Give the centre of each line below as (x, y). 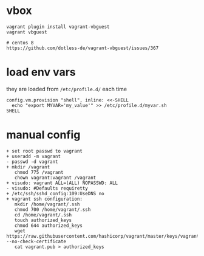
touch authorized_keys (43, 220)
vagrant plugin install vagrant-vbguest (58, 27)
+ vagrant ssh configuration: (45, 199)
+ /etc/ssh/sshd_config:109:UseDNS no (55, 193)
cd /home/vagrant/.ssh (43, 215)
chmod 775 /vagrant (39, 172)
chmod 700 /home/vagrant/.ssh (53, 209)
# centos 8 (20, 43)
